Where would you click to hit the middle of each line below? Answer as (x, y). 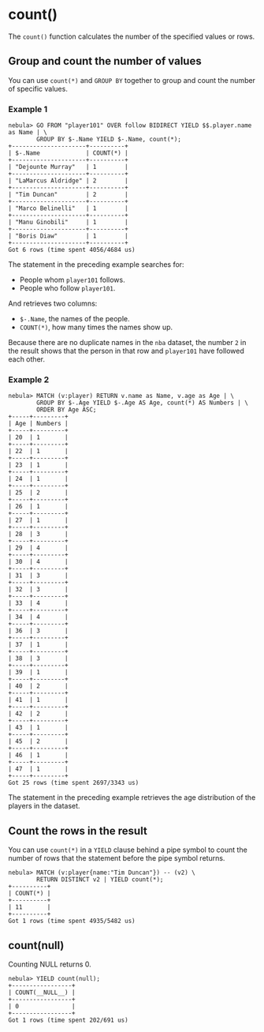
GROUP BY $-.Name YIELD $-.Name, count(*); (109, 140)
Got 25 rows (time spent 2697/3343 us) (74, 783)
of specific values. (38, 88)
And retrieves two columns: (53, 304)
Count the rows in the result (78, 831)
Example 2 (29, 379)
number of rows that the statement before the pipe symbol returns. (117, 858)
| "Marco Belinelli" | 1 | (68, 208)
